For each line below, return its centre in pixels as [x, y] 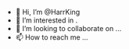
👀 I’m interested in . [47, 20]
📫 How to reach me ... [52, 37]
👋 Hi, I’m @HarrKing [48, 12]
